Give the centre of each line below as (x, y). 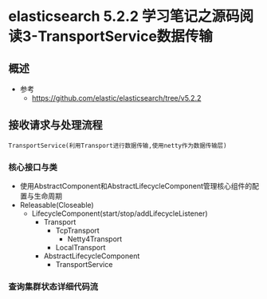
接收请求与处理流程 (55, 125)
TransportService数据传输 (126, 36)
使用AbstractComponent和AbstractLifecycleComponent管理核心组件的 (136, 186)
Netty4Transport (95, 239)
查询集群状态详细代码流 (53, 287)
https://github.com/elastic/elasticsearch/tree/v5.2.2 (116, 98)
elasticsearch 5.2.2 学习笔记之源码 (124, 16)
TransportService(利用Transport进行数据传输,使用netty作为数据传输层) (118, 146)
